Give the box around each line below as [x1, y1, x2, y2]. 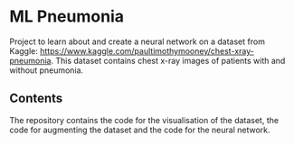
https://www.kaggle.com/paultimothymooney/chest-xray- [39, 45, 255, 56]
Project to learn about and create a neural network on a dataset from [9, 36, 265, 47]
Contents [9, 91, 63, 106]
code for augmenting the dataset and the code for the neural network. [9, 124, 270, 135]
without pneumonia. [9, 65, 84, 76]
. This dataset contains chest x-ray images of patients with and [51, 55, 286, 66]
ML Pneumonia [9, 6, 125, 27]
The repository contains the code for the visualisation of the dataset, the [9, 114, 279, 125]
